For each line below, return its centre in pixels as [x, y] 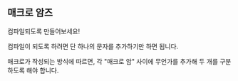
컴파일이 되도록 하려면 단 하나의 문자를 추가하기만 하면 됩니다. [93, 46]
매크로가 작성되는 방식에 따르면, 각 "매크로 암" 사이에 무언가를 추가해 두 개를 [113, 61]
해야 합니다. [42, 70]
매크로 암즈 [30, 13]
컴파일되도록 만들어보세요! [44, 31]
